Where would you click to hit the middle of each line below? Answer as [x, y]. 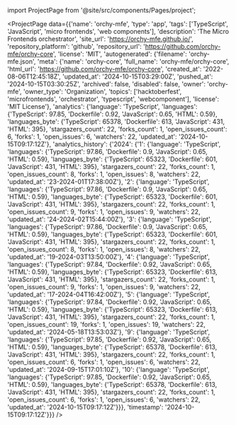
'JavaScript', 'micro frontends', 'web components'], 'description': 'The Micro [118, 31]
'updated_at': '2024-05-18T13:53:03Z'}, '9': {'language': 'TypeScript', [109, 332]
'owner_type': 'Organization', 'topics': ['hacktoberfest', [103, 92]
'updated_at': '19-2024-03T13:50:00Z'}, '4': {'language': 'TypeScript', [109, 257]
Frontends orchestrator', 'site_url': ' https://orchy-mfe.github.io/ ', [100, 39]
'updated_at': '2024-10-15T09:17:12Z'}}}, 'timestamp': [85, 407]
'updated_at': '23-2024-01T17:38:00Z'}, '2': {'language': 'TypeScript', [108, 182]
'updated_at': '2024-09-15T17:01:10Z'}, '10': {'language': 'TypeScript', [109, 369]
